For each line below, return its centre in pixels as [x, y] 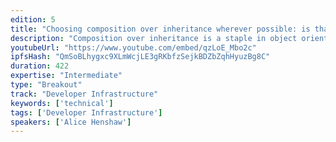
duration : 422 [40, 66]
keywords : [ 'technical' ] [62, 103]
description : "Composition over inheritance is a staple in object [154, 38]
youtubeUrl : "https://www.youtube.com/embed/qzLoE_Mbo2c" [133, 47]
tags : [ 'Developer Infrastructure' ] [86, 112]
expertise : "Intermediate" [66, 76]
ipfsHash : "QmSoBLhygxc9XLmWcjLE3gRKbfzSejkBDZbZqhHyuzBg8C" [140, 57]
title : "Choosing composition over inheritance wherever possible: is [160, 29]
